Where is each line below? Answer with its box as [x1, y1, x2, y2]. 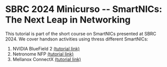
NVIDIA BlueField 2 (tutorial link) [12, 45, 80, 51]
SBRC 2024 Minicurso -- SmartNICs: [5, 3, 162, 15]
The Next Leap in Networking [5, 14, 131, 25]
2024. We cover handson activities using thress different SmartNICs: [5, 36, 148, 42]
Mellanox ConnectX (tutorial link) [12, 56, 81, 62]
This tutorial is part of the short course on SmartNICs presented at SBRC [5, 30, 157, 36]
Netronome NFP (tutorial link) [12, 51, 74, 57]
